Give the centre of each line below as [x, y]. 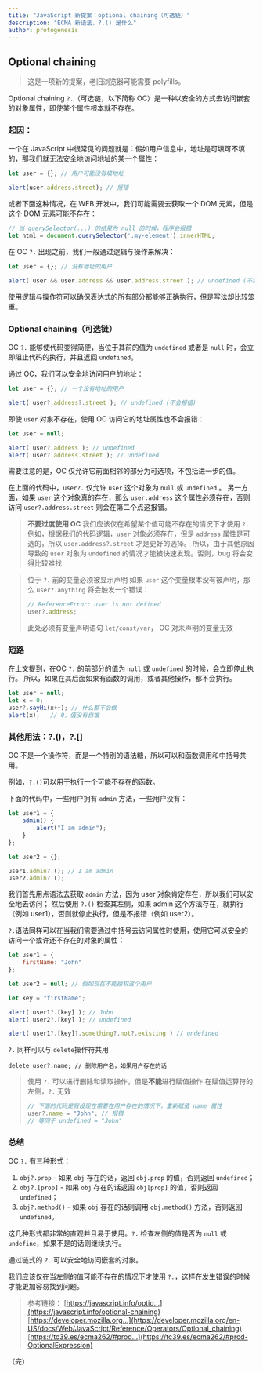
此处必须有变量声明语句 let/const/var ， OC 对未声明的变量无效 [130, 628]
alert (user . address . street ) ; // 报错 [68, 188]
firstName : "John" [52, 963]
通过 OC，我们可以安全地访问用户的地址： [76, 374]
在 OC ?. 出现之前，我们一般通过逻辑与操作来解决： [92, 251]
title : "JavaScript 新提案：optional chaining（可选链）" [99, 15]
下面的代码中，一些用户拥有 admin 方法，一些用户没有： [98, 799]
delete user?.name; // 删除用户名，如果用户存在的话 [87, 1066]
